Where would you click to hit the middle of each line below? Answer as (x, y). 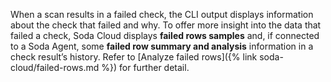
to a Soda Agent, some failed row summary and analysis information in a (162, 46)
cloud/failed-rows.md (55, 67)
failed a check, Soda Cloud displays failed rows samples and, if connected (165, 35)
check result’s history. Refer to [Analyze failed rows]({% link (134, 57)
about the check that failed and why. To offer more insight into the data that (166, 25)
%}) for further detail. (145, 67)
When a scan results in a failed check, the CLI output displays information (162, 14)
